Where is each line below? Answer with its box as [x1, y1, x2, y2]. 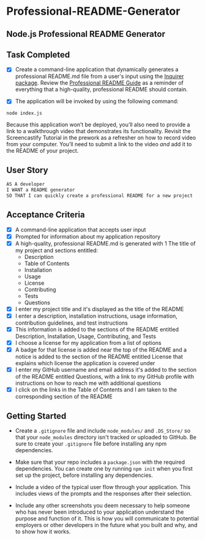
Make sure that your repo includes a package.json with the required [15, 458, 185, 466]
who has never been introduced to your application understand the [15, 508, 184, 516]
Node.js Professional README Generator [6, 29, 165, 39]
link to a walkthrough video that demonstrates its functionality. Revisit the [6, 128, 191, 135]
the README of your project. [6, 147, 79, 155]
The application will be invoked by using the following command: [15, 98, 179, 105]
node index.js [6, 110, 43, 116]
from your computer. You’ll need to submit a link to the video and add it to [6, 141, 192, 148]
